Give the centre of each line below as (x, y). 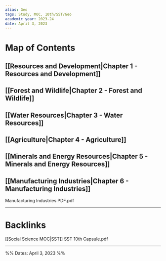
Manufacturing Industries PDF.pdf (40, 201)
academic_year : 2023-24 (30, 19)
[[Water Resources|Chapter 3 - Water (64, 115)
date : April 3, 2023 (26, 23)
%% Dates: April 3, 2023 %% (35, 253)
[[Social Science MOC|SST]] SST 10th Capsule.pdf (57, 239)
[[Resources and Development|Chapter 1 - (71, 66)
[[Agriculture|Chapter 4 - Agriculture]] (66, 140)
